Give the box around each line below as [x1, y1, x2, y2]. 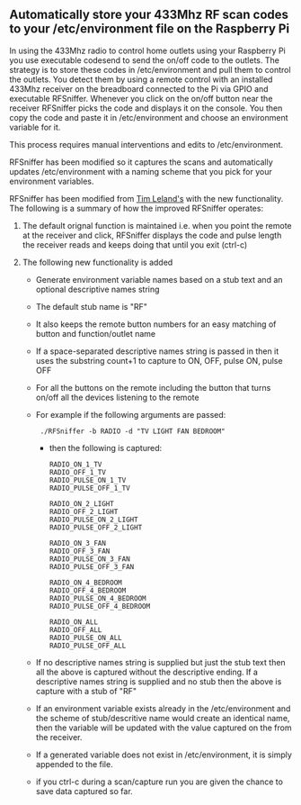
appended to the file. [35, 758, 114, 769]
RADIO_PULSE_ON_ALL [49, 633, 123, 642]
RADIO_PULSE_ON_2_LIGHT [49, 515, 138, 524]
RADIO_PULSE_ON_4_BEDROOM [49, 593, 146, 602]
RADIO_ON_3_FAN [49, 538, 106, 547]
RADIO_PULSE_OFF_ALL [49, 641, 127, 650]
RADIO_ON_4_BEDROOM [49, 578, 123, 587]
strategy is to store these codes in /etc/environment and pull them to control [9, 64, 291, 75]
